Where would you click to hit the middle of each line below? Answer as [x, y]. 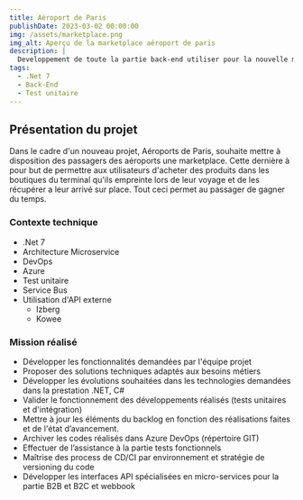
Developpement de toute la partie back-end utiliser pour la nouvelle [153, 59]
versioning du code [58, 467]
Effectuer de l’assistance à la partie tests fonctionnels [122, 448]
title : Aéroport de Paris [58, 18]
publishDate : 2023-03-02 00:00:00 [74, 26]
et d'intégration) [52, 409]
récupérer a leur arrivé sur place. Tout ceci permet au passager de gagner [147, 189]
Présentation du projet [73, 129]
